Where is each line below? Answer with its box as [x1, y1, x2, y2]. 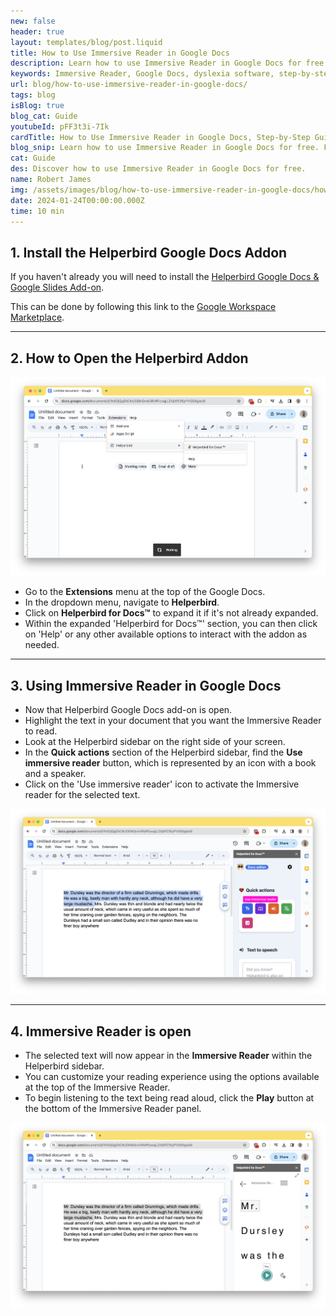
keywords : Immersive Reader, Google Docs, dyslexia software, [10, 69, 275, 79]
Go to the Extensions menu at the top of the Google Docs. [24, 586, 266, 598]
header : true [10, 26, 65, 37]
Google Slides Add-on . [10, 281, 105, 294]
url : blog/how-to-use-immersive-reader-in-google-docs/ [10, 80, 248, 90]
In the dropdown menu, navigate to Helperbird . [24, 596, 220, 609]
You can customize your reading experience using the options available [24, 1071, 320, 1083]
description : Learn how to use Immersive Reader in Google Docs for [10, 58, 302, 69]
